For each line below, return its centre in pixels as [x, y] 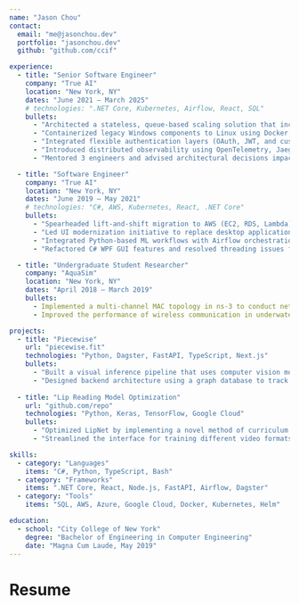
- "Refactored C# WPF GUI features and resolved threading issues [158, 249]
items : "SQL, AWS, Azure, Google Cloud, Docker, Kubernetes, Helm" [153, 505]
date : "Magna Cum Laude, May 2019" [91, 545]
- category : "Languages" [63, 463]
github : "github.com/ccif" [67, 51]
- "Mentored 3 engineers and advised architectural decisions [150, 158]
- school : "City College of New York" [89, 529]
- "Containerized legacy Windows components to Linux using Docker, [162, 133]
